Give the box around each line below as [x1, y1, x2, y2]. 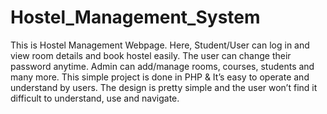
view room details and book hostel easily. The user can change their [10, 49, 292, 61]
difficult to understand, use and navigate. [10, 92, 180, 104]
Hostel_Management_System [10, 6, 261, 29]
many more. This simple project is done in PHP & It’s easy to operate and [10, 71, 310, 83]
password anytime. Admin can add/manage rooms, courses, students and [10, 60, 315, 72]
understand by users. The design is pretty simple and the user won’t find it [10, 81, 318, 93]
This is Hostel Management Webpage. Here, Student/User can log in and [10, 39, 310, 51]
